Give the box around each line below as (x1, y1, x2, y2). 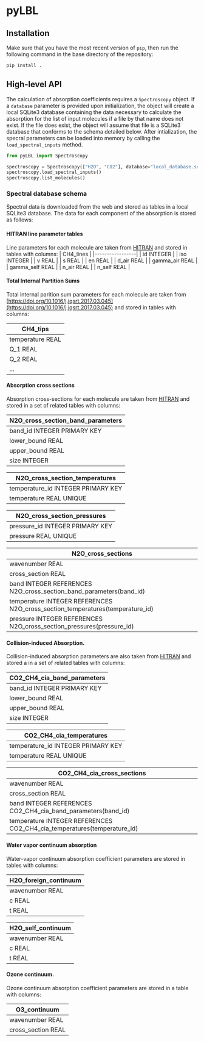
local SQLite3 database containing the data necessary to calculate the (6, 108, 182, 116)
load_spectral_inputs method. (6, 141, 83, 148)
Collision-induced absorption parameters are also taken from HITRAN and (6, 653, 191, 660)
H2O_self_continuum (9, 924, 72, 932)
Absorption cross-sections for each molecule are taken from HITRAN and (6, 395, 190, 403)
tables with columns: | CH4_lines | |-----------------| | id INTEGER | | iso (6, 250, 187, 257)
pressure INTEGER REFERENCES (9, 614, 103, 623)
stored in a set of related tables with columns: (6, 402, 121, 409)
